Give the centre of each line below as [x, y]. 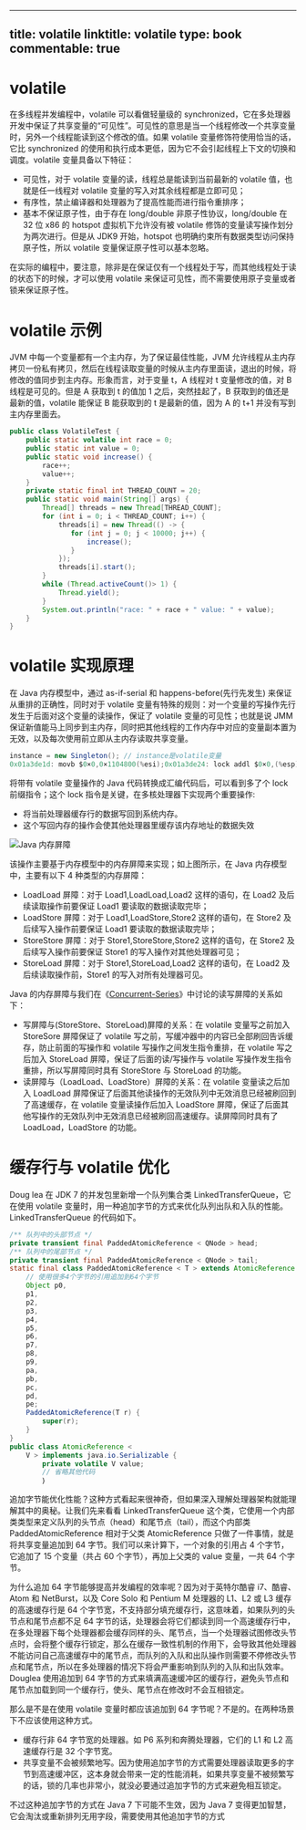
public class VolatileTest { [65, 432]
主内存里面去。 [37, 414]
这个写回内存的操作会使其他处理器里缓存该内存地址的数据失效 [138, 825]
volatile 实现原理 [72, 666]
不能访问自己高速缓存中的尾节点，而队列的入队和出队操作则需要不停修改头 [149, 1656]
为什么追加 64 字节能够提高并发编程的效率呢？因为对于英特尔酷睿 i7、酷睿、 [153, 1587]
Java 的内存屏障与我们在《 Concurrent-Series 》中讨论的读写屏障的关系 [142, 993]
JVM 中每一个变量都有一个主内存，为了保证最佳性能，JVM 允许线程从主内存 [153, 358]
